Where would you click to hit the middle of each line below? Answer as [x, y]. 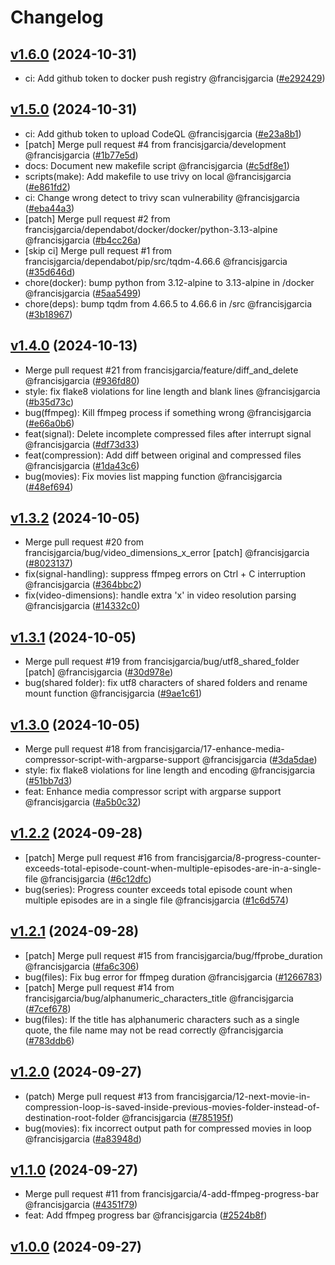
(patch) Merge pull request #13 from [99, 1096]
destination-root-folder [72, 1117]
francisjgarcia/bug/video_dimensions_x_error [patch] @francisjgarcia [167, 553]
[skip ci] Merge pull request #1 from [98, 250]
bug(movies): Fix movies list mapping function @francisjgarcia [153, 476]
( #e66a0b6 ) [49, 423]
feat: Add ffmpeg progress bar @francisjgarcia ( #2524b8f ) [146, 1215]
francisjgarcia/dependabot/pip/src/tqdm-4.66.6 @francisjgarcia [156, 261]
